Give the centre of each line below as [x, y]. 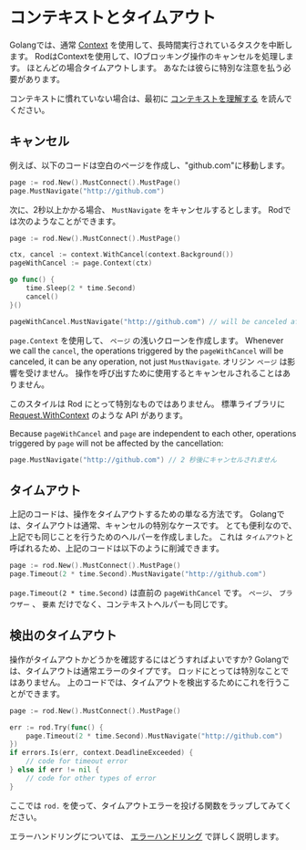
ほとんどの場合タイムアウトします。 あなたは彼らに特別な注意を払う [155, 68]
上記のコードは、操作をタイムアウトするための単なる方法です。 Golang [143, 514]
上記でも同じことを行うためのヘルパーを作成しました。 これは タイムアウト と [152, 537]
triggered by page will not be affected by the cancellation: [117, 443]
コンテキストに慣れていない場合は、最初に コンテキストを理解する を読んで [151, 98]
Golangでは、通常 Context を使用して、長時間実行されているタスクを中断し [151, 45]
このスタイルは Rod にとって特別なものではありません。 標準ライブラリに [148, 404]
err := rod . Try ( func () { [56, 727]
